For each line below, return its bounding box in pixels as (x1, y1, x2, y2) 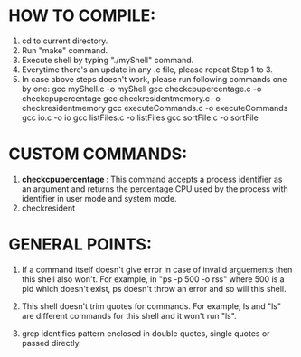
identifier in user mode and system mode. (21, 193, 177, 203)
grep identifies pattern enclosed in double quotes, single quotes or (21, 327, 270, 339)
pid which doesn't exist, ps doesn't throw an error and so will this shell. (21, 283, 287, 294)
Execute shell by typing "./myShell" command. (21, 54, 194, 65)
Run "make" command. (21, 44, 108, 55)
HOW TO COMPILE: (8, 5, 156, 26)
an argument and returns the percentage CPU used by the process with (21, 183, 288, 194)
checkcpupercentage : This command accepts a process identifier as (21, 174, 283, 184)
